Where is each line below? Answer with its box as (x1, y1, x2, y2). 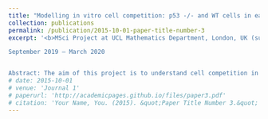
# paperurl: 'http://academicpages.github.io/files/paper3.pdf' (8, 91, 227, 99)
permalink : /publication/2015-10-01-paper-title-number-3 (8, 26, 205, 34)
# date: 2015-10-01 (8, 77, 73, 85)
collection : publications (8, 19, 94, 27)
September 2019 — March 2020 (8, 48, 105, 56)
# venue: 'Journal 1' (8, 84, 81, 92)
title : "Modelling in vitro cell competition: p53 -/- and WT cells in (8, 11, 251, 20)
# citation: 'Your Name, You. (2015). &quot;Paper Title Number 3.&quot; (8, 98, 259, 107)
